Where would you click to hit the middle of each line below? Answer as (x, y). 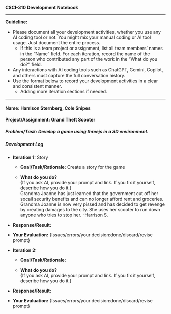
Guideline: (17, 22)
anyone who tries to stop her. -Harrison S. (64, 215)
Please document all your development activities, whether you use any (87, 32)
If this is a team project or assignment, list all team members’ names (91, 48)
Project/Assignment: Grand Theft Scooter (50, 120)
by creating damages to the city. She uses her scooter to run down (90, 209)
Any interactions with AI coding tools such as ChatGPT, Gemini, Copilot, (88, 70)
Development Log (24, 144)
